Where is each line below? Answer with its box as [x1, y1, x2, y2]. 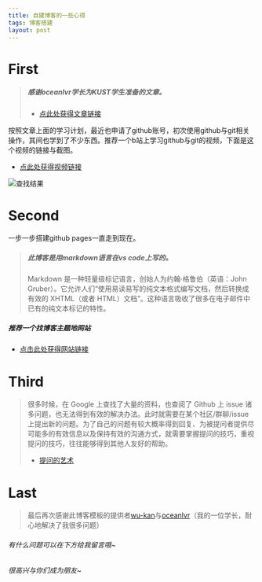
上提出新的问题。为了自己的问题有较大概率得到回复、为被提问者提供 [27, 419, 248, 429]
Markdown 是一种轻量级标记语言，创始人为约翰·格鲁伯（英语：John [27, 274, 247, 284]
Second [8, 206, 60, 224]
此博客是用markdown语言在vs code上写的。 [27, 253, 173, 263]
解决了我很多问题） [41, 521, 104, 530]
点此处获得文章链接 [38, 109, 102, 118]
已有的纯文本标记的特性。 [27, 304, 111, 313]
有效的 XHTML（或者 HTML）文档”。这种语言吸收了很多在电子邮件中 [27, 294, 251, 304]
